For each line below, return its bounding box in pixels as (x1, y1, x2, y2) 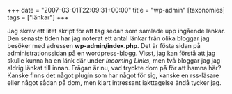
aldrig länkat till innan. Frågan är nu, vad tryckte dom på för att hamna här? (7, 64, 222, 72)
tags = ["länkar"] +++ (7, 13, 69, 22)
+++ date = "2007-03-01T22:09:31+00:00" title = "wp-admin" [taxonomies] (7, 6, 225, 14)
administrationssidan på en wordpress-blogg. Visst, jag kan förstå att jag (7, 49, 216, 57)
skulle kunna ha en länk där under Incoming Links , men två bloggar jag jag (7, 56, 221, 65)
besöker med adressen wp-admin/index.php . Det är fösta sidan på (7, 42, 201, 49)
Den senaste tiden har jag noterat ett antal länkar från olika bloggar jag (7, 34, 210, 42)
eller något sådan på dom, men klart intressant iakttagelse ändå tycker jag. (7, 79, 222, 86)
